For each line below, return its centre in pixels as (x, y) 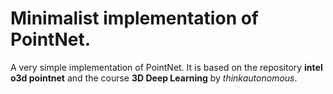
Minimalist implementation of (135, 18)
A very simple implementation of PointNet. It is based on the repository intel (166, 67)
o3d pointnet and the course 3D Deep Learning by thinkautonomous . (154, 78)
